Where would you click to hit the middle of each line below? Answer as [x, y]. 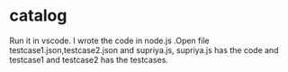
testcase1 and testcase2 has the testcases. [89, 59]
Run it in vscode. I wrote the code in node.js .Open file [109, 40]
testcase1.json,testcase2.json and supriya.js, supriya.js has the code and [144, 49]
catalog [38, 16]
